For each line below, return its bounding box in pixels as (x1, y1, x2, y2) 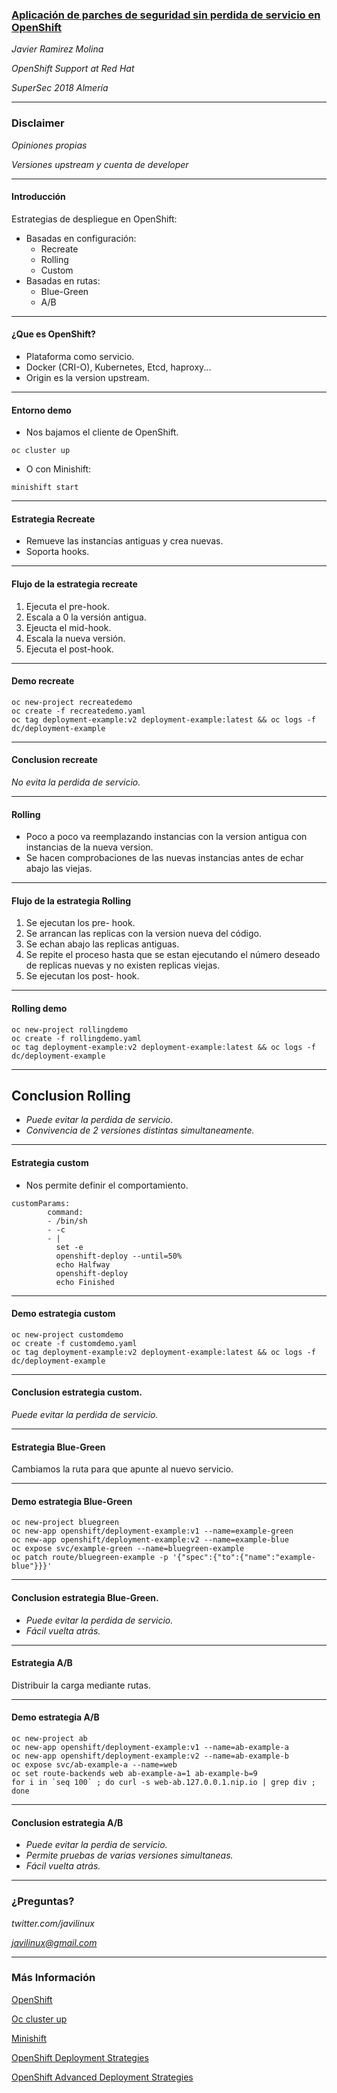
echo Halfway (55, 1259, 111, 1270)
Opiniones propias (11, 139, 88, 151)
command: (47, 1207, 84, 1217)
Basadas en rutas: (25, 274, 101, 287)
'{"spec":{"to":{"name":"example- (172, 1553, 316, 1563)
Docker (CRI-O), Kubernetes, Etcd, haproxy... (25, 361, 212, 373)
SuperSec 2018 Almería (11, 82, 109, 94)
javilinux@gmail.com (11, 1936, 98, 1948)
